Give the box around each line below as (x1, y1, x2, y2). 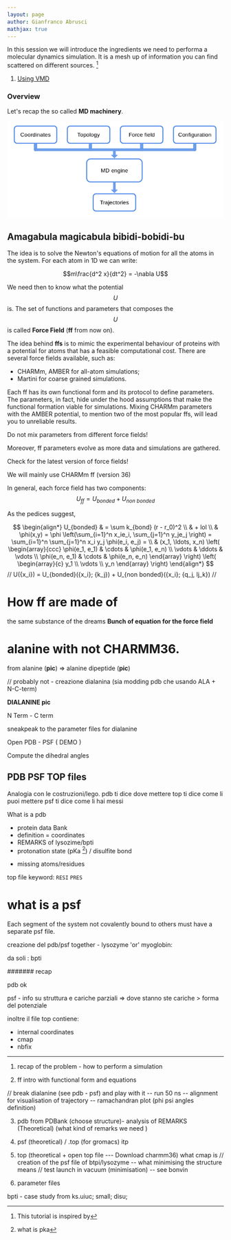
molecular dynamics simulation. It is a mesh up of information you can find (7, 52, 218, 61)
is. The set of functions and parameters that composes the (7, 305, 174, 313)
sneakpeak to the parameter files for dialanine (7, 725, 137, 733)
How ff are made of (7, 595, 118, 610)
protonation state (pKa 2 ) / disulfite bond (16, 845, 132, 855)
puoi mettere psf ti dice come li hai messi (7, 797, 124, 805)
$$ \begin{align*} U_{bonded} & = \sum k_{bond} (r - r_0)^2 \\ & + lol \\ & (12, 523, 219, 531)
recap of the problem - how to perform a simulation (16, 1062, 163, 1071)
